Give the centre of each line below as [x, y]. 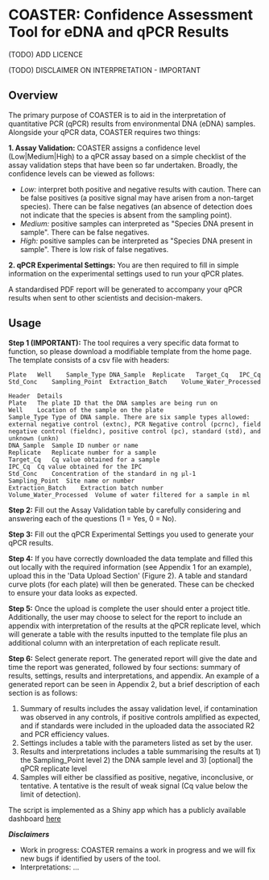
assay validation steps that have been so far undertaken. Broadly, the [123, 165]
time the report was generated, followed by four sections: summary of [124, 667]
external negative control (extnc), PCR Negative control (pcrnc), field [135, 424]
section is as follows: [43, 693]
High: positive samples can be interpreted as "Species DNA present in [136, 241]
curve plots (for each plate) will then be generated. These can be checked [132, 584]
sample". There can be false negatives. [85, 232]
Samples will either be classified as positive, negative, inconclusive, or [137, 777]
